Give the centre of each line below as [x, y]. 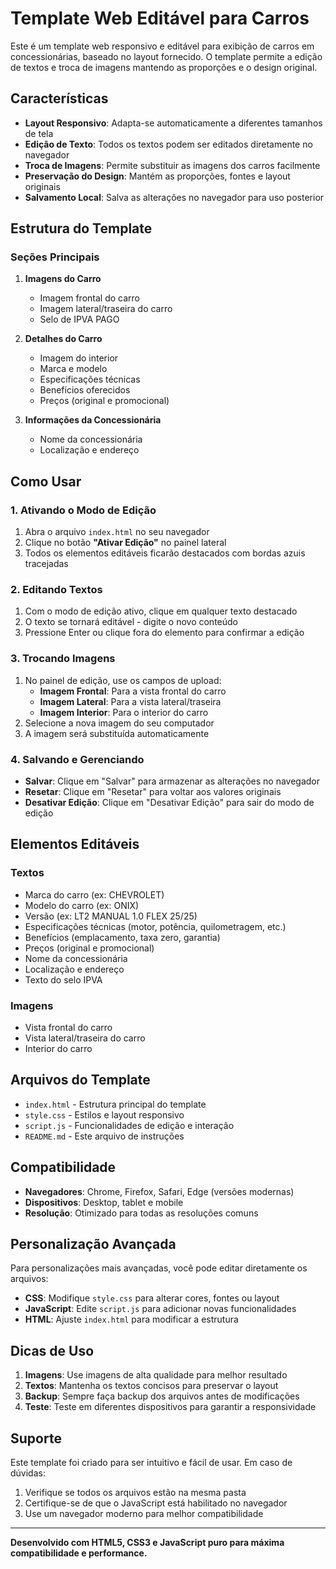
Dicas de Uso [52, 1350]
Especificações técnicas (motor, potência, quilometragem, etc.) [155, 926]
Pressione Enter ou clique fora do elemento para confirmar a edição [164, 633]
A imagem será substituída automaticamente [117, 733]
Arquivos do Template [80, 1080]
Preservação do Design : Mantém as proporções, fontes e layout [157, 176]
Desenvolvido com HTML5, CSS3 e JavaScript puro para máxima [147, 1543]
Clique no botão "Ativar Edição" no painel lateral [125, 543]
